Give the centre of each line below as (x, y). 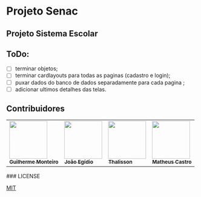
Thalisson (120, 162)
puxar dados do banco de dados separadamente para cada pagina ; (100, 82)
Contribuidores (35, 109)
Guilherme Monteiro (34, 162)
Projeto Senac (42, 11)
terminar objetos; (36, 68)
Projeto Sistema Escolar (52, 34)
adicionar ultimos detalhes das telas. (61, 89)
